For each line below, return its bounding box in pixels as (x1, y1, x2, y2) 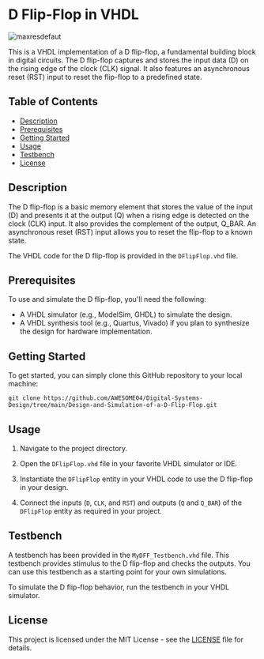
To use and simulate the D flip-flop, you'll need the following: (8, 295, 207, 304)
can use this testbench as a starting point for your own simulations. (8, 567, 227, 576)
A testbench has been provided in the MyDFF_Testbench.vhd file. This (8, 550, 229, 559)
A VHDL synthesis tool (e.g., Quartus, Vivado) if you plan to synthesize (19, 318, 251, 328)
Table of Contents (8, 95, 99, 108)
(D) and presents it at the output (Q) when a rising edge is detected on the (8, 210, 250, 220)
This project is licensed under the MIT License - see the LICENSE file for (8, 635, 243, 644)
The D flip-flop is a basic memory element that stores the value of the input (8, 201, 253, 211)
